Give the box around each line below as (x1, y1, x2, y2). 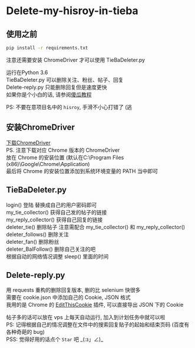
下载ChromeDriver (6, 139, 51, 146)
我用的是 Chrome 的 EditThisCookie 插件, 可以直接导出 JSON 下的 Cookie (6, 301, 184, 309)
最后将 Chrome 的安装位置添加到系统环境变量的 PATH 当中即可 (6, 167, 158, 174)
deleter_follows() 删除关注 (6, 231, 69, 238)
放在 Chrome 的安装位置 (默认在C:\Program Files (6, 154, 124, 161)
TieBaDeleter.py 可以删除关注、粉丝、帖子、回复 (6, 76, 124, 83)
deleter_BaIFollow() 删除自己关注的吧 (6, 246, 96, 253)
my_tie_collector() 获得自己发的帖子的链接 (6, 208, 107, 216)
